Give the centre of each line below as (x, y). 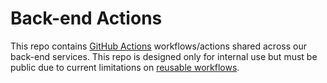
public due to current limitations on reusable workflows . (125, 67)
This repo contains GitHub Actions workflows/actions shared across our (158, 46)
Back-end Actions (86, 18)
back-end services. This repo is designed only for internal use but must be (164, 56)
